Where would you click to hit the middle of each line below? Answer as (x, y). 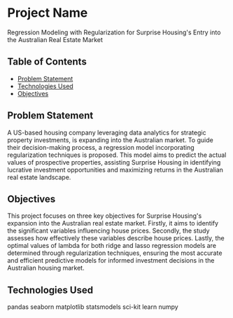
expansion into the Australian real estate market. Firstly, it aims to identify (113, 223)
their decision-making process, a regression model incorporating (101, 147)
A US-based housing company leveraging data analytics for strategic (107, 132)
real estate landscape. (39, 177)
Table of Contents (47, 62)
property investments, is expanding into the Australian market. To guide (110, 140)
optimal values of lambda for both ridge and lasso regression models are (112, 246)
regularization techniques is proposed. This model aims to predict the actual (117, 155)
